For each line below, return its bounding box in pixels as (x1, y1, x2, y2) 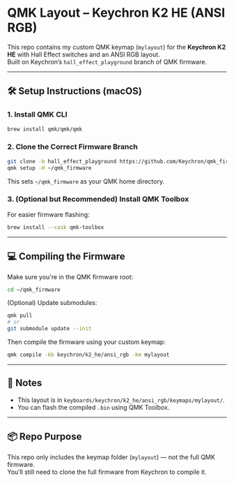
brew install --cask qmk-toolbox (7, 223, 104, 231)
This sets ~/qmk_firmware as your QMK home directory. (7, 177, 165, 186)
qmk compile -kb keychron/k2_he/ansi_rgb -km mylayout (7, 351, 170, 359)
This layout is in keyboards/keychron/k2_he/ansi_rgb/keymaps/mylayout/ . (17, 396, 225, 404)
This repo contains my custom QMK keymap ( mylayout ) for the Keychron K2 (7, 43, 226, 51)
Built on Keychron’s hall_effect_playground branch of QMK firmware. (7, 57, 208, 66)
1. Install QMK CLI (7, 110, 68, 119)
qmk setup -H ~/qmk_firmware (7, 164, 92, 172)
